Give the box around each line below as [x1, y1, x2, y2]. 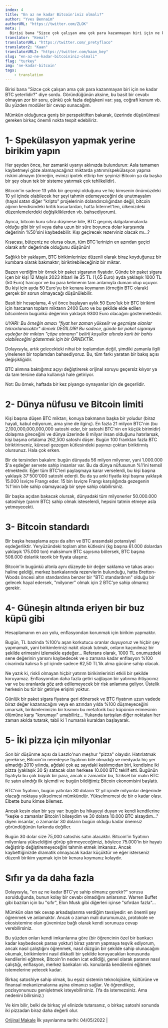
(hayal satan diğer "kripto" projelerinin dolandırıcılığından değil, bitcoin [5, 198, 150, 204]
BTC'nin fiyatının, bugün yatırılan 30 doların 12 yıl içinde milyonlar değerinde [5, 787, 161, 793]
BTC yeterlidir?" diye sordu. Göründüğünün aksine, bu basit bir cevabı [5, 91, 149, 98]
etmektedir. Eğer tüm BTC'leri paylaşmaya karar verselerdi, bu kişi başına [5, 467, 156, 473]
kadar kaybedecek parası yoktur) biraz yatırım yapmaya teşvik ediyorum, [5, 940, 155, 946]
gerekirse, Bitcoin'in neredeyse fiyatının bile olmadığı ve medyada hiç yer [5, 756, 156, 762]
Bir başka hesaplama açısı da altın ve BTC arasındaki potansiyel [5, 538, 136, 544]
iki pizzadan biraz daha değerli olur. [5, 1007, 78, 1013]
